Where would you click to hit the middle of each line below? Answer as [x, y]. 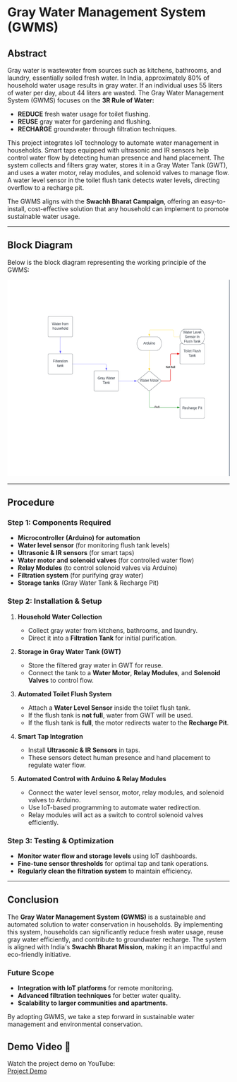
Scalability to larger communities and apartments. [92, 1003]
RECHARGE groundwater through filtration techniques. [97, 129]
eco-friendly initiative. [39, 954]
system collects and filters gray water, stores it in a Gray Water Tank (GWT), [117, 165]
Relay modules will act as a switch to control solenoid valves [116, 815]
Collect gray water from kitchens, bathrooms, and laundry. [113, 630]
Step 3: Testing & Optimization [61, 840]
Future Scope [31, 973]
